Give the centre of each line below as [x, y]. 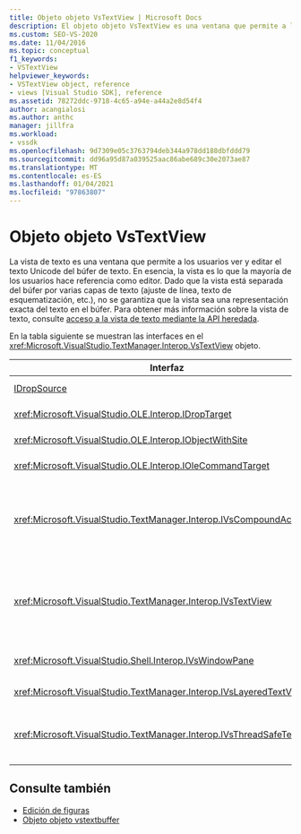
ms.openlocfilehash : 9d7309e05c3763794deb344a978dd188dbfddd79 [130, 150]
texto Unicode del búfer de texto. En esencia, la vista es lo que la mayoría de [150, 271]
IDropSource [40, 388]
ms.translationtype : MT [54, 168]
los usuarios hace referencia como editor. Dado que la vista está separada [146, 280]
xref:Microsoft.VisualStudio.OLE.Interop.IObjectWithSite [131, 440]
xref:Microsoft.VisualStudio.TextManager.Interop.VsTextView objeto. [135, 345]
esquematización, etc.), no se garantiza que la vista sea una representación [149, 299]
